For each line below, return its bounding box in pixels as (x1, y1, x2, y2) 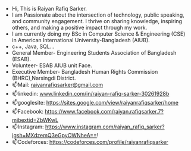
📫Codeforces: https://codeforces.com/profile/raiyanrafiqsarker (11, 139, 168, 145)
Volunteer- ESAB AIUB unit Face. (11, 62, 92, 69)
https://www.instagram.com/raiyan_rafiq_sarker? (45, 123, 165, 130)
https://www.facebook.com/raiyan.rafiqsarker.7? (44, 108, 164, 115)
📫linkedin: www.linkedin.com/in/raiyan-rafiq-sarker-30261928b (11, 90, 170, 97)
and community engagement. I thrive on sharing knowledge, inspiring (11, 18, 183, 24)
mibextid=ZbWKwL (11, 117, 58, 124)
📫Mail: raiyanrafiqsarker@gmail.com (11, 81, 104, 88)
